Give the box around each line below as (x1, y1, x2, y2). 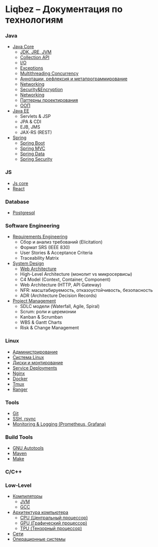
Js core (12, 180, 29, 186)
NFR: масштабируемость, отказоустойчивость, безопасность (20, 287, 153, 293)
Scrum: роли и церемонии (20, 309, 76, 315)
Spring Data (20, 151, 45, 157)
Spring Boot (20, 140, 45, 146)
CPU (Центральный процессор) (20, 515, 88, 521)
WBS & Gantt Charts (20, 319, 62, 326)
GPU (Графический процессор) (20, 520, 88, 526)
